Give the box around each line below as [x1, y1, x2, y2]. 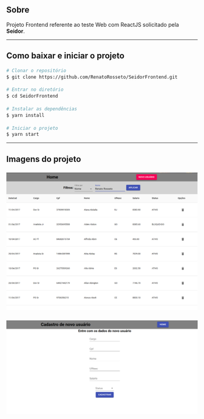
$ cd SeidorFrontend [6, 93, 59, 99]
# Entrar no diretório [6, 87, 64, 93]
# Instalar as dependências [6, 106, 78, 112]
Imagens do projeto [6, 154, 81, 164]
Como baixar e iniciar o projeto [6, 51, 124, 61]
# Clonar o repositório [6, 67, 67, 73]
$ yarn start [6, 132, 39, 138]
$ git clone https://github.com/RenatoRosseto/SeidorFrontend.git [6, 74, 178, 80]
